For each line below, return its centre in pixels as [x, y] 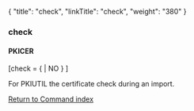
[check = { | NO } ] [38, 69]
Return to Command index [51, 99]
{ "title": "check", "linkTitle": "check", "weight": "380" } [97, 11]
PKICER [21, 51]
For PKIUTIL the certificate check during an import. [91, 84]
